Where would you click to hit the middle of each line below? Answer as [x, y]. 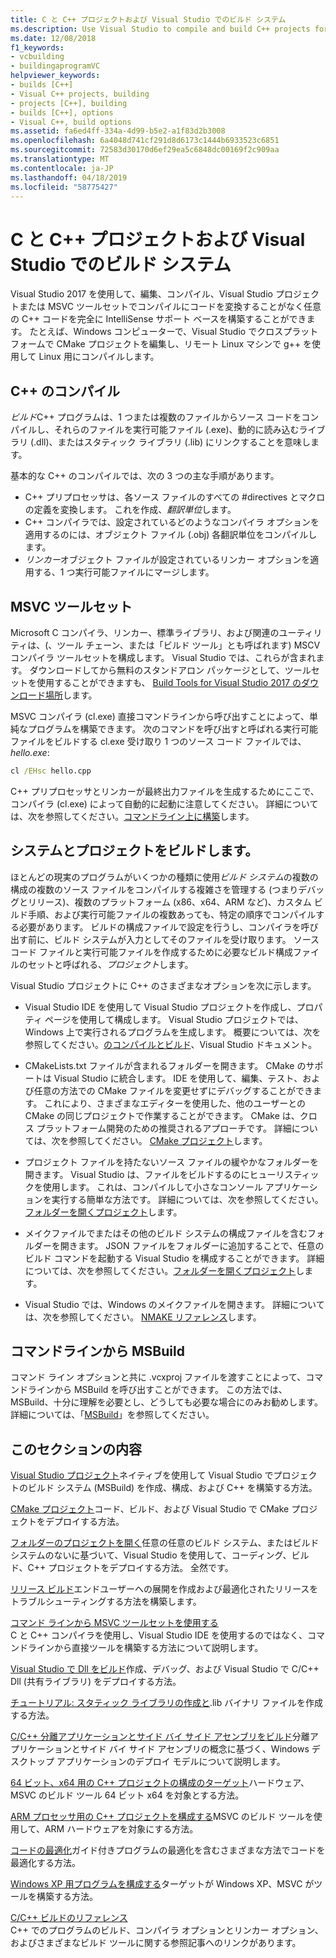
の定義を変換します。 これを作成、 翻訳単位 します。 [130, 510]
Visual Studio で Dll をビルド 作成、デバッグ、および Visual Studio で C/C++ [165, 1669]
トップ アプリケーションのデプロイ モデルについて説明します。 [156, 1762]
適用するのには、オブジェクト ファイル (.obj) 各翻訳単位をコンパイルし [171, 535]
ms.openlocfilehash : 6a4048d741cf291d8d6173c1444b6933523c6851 [145, 141]
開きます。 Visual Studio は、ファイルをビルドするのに [137, 1174]
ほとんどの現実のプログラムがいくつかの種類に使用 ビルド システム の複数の [164, 877]
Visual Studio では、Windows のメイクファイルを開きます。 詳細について [174, 1304]
